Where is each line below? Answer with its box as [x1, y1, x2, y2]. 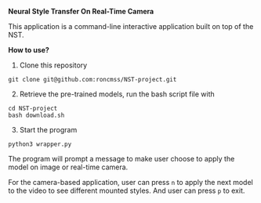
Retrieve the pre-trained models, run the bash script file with [19, 89, 216, 99]
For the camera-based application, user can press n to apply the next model [8, 178, 253, 187]
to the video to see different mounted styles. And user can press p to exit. [8, 186, 245, 195]
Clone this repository [19, 60, 88, 70]
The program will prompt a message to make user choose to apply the [8, 154, 235, 163]
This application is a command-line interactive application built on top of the [8, 22, 254, 31]
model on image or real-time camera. [8, 162, 129, 172]
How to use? [8, 45, 49, 54]
